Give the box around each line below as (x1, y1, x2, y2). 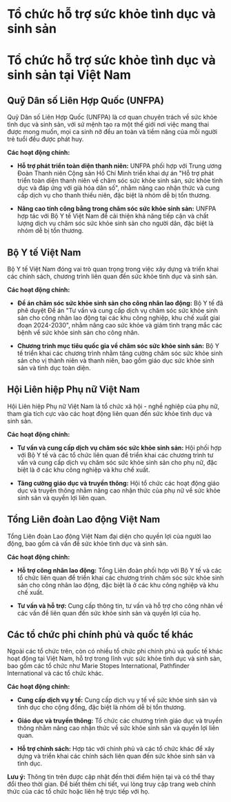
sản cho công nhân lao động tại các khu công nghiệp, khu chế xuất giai (17, 314, 221, 322)
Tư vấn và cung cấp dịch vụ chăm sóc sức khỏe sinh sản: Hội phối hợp (17, 443, 222, 452)
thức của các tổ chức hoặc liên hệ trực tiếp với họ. (7, 787, 150, 796)
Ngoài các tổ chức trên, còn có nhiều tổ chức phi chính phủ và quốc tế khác (7, 647, 223, 656)
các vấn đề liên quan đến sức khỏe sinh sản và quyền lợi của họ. (17, 609, 201, 617)
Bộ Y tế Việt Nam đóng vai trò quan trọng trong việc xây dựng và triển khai (7, 265, 219, 273)
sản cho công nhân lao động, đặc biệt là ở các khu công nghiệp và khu (17, 580, 219, 589)
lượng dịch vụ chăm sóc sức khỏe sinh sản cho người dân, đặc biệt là (17, 219, 214, 227)
